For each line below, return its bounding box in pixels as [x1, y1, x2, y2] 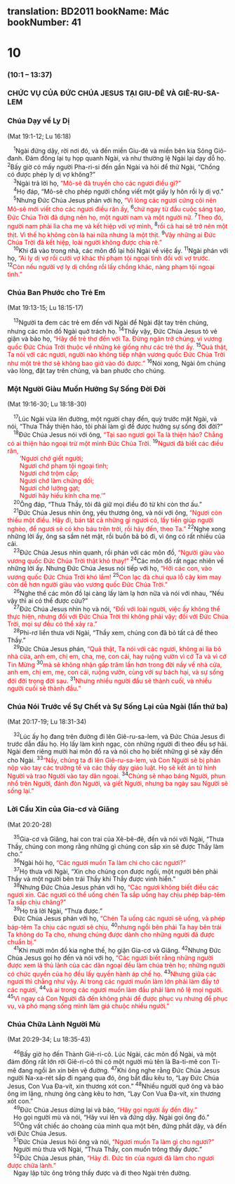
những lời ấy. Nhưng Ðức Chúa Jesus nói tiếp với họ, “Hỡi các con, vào [7, 564, 213, 573]
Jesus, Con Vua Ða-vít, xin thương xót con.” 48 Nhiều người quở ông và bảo [7, 1081, 224, 1091]
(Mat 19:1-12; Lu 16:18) [7, 132, 72, 140]
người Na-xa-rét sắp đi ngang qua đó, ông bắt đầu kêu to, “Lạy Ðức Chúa [7, 1073, 220, 1082]
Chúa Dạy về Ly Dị [7, 116, 70, 125]
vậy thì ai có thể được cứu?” [7, 596, 88, 605]
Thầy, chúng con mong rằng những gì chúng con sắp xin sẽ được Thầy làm [7, 843, 224, 851]
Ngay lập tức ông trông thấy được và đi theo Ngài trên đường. [13, 1169, 192, 1177]
